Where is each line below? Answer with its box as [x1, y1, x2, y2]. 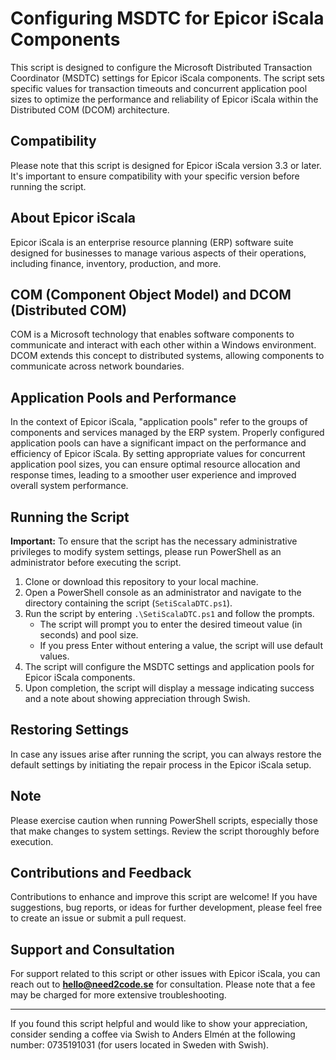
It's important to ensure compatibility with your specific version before [10, 170, 300, 182]
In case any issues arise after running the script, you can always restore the [10, 748, 322, 760]
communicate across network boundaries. [10, 360, 185, 372]
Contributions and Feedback [10, 865, 192, 882]
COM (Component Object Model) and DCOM [10, 286, 292, 303]
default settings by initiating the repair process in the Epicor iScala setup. [10, 758, 312, 771]
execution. [10, 835, 54, 847]
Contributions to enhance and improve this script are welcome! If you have [10, 891, 318, 903]
